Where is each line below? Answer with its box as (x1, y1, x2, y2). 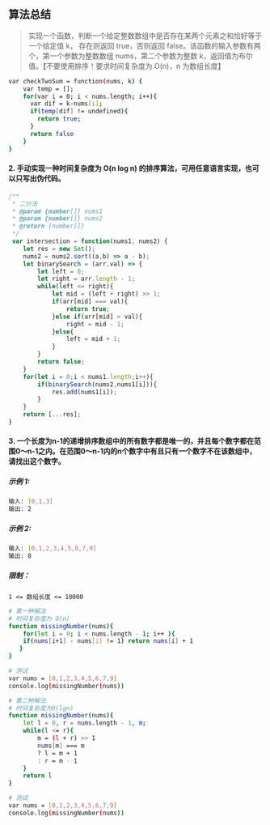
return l (23, 772, 53, 780)
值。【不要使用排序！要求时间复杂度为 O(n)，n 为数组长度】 (27, 61, 226, 70)
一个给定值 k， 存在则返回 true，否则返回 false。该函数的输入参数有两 (27, 40, 261, 50)
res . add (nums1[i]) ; (51, 388, 117, 396)
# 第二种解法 (8, 696, 46, 704)
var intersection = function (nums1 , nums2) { (11, 237, 168, 245)
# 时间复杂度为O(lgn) (8, 704, 74, 712)
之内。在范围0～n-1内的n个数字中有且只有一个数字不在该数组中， (37, 446, 257, 456)
